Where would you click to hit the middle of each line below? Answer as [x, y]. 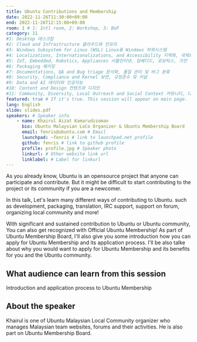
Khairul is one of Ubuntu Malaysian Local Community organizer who [88, 320]
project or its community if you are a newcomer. [64, 188]
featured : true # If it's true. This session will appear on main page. [97, 99]
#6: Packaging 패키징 [31, 66]
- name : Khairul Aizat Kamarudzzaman [63, 121]
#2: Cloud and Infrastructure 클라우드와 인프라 [62, 45]
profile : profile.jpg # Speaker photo [69, 148]
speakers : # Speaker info [38, 115]
